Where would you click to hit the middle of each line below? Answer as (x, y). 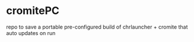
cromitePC (33, 11)
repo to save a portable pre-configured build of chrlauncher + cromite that (97, 27)
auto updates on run (31, 33)
